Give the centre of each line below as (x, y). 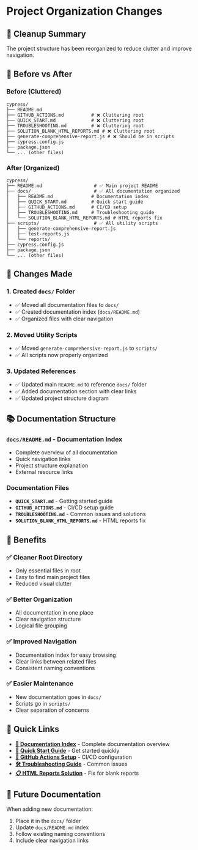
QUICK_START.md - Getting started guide (64, 501)
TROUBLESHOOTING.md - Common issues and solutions (80, 514)
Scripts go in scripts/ (43, 703)
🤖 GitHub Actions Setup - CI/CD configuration (74, 757)
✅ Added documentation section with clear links (76, 391)
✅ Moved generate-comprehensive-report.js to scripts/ (86, 348)
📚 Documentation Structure (61, 419)
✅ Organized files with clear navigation (64, 319)
